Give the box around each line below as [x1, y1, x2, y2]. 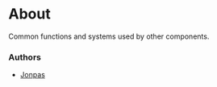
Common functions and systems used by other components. [8, 31, 210, 41]
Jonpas [19, 70, 46, 80]
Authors [8, 52, 42, 63]
